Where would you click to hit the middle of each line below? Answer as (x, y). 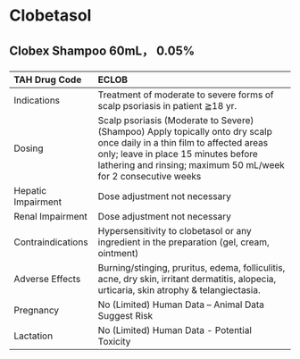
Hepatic (30, 190)
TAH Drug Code (48, 79)
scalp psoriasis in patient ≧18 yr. (167, 105)
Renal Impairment (50, 216)
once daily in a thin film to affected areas (183, 142)
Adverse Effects (47, 279)
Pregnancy (37, 310)
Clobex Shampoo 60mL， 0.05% (102, 50)
